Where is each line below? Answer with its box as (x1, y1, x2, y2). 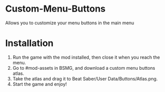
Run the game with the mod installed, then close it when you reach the (12, 54, 160, 60)
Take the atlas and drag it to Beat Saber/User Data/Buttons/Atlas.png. (12, 75, 158, 81)
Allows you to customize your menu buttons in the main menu (5, 20, 135, 26)
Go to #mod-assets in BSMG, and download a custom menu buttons (12, 65, 155, 71)
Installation (5, 37, 54, 49)
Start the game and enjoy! (12, 81, 67, 87)
